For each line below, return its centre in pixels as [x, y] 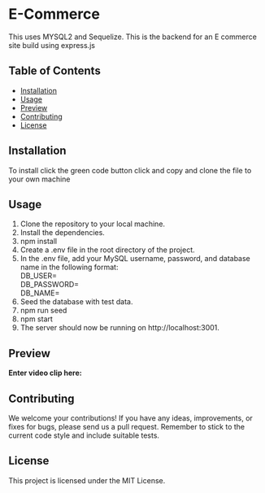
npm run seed [43, 311]
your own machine [39, 179]
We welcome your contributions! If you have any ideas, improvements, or [131, 418]
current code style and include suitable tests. [84, 435]
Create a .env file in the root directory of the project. [107, 250]
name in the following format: [69, 267]
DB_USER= [38, 276]
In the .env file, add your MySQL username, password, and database [135, 259]
